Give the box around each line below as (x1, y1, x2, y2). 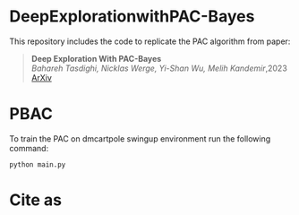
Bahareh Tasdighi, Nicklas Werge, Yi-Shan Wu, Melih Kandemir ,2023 (30, 63, 288, 73)
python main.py (9, 159, 66, 169)
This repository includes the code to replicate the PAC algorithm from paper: (9, 36, 291, 47)
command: (9, 142, 49, 153)
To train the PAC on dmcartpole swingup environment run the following (9, 133, 271, 144)
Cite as (9, 190, 63, 211)
